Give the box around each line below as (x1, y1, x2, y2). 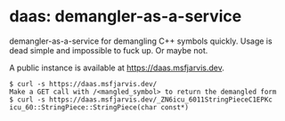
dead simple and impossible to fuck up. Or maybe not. (9, 44, 208, 55)
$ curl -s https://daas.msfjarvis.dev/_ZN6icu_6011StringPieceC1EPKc (9, 95, 273, 104)
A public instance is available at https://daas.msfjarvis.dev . (9, 62, 225, 73)
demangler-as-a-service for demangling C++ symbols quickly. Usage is (9, 36, 273, 46)
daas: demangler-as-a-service (9, 6, 242, 27)
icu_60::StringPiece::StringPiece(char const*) (9, 102, 190, 112)
